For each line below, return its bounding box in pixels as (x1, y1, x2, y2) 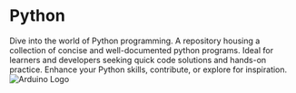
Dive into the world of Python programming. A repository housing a (9, 35, 261, 46)
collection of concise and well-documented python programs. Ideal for (9, 44, 274, 55)
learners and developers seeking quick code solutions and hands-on (9, 54, 267, 65)
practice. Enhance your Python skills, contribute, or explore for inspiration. (9, 64, 288, 75)
